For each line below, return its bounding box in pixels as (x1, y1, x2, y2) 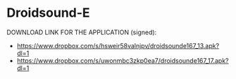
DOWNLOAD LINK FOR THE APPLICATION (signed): (6, 28, 157, 36)
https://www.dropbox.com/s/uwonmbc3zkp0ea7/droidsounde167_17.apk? (16, 56, 230, 64)
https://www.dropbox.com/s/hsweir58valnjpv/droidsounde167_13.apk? (16, 41, 220, 50)
